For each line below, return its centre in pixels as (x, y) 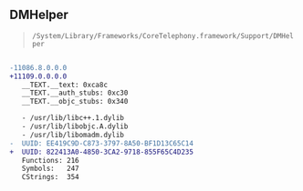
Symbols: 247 (50, 169)
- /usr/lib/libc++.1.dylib (73, 118)
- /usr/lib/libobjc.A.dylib (75, 126)
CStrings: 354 (50, 177)
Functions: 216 (50, 160)
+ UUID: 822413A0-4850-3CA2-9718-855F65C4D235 (102, 152)
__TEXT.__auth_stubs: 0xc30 (75, 93)
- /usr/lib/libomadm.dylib (73, 135)
